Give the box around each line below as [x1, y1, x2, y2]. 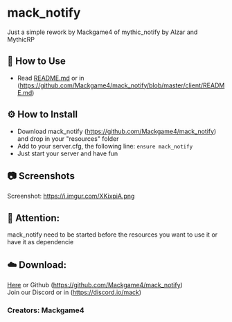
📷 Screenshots [7, 170, 75, 182]
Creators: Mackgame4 [7, 305, 84, 315]
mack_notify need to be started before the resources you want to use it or [7, 230, 218, 239]
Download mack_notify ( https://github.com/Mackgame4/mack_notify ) [17, 127, 217, 135]
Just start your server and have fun [17, 149, 118, 158]
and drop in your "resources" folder [17, 134, 119, 143]
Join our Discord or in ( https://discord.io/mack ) [7, 288, 142, 296]
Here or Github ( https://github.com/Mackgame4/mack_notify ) [7, 281, 184, 289]
